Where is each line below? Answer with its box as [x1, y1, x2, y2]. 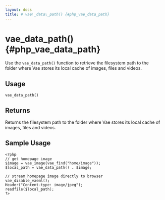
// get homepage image [5, 156, 52, 161]
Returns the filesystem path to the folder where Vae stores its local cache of [5, 119, 160, 125]
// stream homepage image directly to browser [5, 174, 103, 179]
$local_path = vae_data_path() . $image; [5, 165, 92, 170]
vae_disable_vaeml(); [5, 178, 50, 183]
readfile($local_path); [5, 187, 55, 192]
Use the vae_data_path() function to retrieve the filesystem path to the [5, 60, 149, 66]
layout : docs [5, 7, 32, 12]
